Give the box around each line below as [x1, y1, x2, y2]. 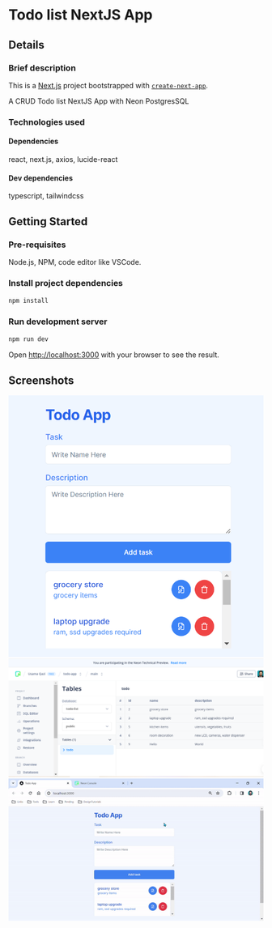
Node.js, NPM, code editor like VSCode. [8, 257, 142, 266]
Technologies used [8, 116, 85, 127]
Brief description [8, 62, 77, 74]
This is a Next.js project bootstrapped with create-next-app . [8, 80, 209, 90]
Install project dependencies [8, 277, 124, 288]
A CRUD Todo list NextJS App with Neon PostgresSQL [8, 96, 189, 106]
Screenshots [8, 373, 74, 387]
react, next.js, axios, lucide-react [8, 155, 118, 164]
